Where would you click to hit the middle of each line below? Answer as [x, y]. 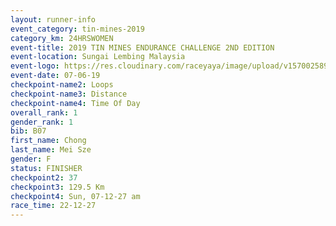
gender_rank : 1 [42, 122]
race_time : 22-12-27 [53, 206]
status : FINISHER [46, 168]
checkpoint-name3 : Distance [69, 94]
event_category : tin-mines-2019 [77, 29]
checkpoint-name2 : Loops [62, 85]
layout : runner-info [53, 19]
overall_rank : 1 [44, 112]
